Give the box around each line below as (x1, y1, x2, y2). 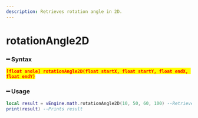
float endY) (6, 74, 35, 80)
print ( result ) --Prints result (6, 106, 83, 112)
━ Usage (6, 87, 31, 96)
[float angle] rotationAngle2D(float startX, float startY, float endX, (6, 68, 189, 74)
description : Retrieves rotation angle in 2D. (6, 8, 123, 15)
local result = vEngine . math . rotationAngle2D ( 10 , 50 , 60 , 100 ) (6, 101, 165, 107)
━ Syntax (6, 55, 32, 63)
